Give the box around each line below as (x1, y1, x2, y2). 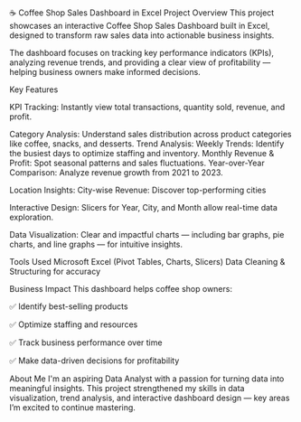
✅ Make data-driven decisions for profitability (9, 355, 180, 366)
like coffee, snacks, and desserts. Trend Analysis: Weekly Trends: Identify (9, 138, 285, 149)
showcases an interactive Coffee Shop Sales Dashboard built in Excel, (9, 21, 270, 31)
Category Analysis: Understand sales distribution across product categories (9, 129, 292, 139)
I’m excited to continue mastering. (9, 402, 136, 413)
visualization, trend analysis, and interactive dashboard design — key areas (9, 392, 290, 403)
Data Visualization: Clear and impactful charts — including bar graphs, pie (9, 230, 285, 239)
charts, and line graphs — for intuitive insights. (9, 239, 183, 249)
